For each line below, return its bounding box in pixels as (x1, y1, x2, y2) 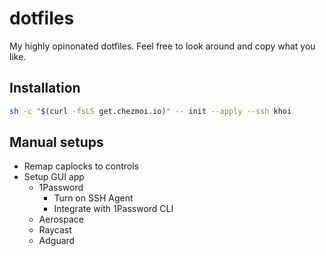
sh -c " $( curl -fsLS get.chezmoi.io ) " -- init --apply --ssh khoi (9, 106, 292, 116)
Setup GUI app (23, 171, 85, 183)
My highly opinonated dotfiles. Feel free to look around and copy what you (9, 40, 316, 52)
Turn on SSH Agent (53, 192, 134, 204)
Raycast (38, 224, 72, 236)
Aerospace (38, 213, 84, 226)
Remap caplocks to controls (23, 160, 139, 172)
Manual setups (9, 134, 104, 151)
